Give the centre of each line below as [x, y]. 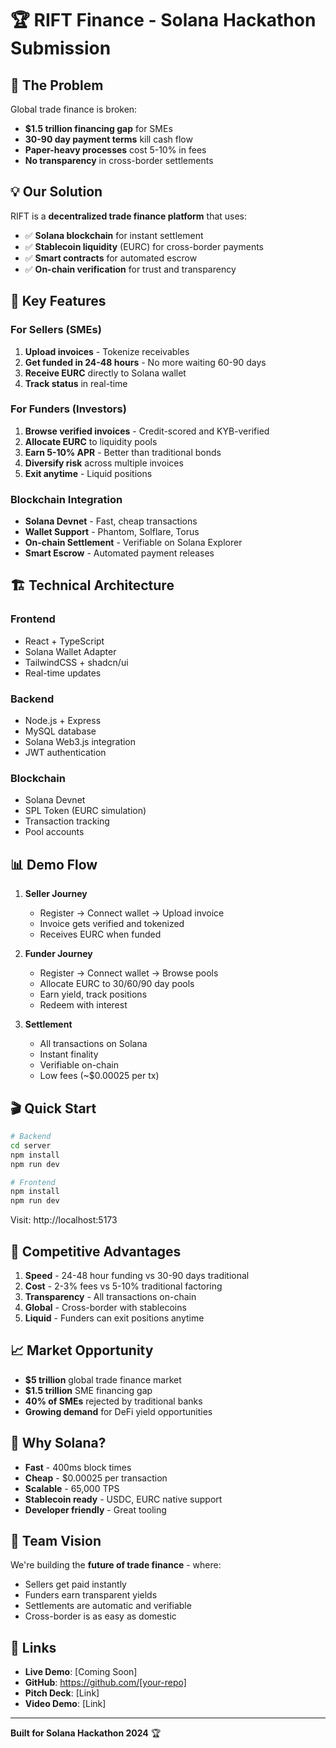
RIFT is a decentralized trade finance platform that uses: [129, 216]
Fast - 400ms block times [78, 1467]
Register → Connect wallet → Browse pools [129, 973]
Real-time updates [63, 673]
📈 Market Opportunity [82, 1350]
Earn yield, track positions [93, 994]
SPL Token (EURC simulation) [85, 811]
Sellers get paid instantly [75, 1584]
